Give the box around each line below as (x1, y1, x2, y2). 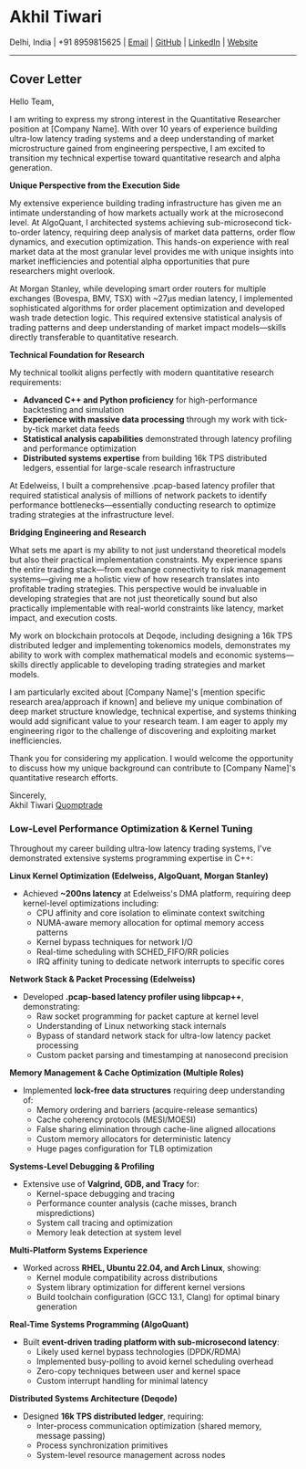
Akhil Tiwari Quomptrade (9, 799, 103, 810)
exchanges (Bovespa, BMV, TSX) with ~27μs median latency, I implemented (9, 292, 293, 303)
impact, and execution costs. (9, 612, 118, 623)
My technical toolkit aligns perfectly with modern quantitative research (9, 367, 275, 378)
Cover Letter (9, 71, 82, 88)
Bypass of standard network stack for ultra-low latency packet (36, 1030, 271, 1042)
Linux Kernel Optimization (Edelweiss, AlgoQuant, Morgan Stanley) (9, 870, 269, 882)
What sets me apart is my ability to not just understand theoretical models (9, 544, 287, 555)
